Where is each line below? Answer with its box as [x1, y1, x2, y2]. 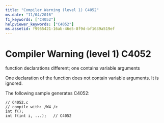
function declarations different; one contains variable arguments [5, 65, 140, 71]
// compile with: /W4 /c [5, 105, 58, 110]
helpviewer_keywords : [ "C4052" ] [5, 21, 74, 27]
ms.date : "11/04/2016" [5, 12, 53, 17]
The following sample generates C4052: [5, 90, 90, 97]
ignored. [5, 80, 23, 86]
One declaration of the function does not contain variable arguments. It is [5, 75, 159, 81]
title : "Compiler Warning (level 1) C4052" [5, 7, 99, 13]
